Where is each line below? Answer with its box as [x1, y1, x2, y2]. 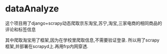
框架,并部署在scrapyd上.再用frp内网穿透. [5, 43, 89, 49]
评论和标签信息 [5, 26, 36, 32]
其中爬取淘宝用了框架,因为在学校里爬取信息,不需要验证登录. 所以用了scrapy [5, 37, 160, 43]
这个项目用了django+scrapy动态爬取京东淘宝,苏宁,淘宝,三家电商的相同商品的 [5, 20, 163, 26]
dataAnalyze [5, 3, 59, 14]
